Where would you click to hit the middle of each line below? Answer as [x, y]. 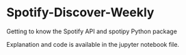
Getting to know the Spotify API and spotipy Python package [92, 31]
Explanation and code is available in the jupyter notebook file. [93, 44]
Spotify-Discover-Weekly [80, 13]
